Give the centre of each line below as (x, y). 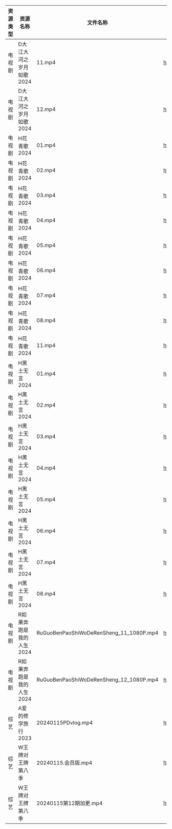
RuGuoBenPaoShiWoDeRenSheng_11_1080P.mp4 (98, 633)
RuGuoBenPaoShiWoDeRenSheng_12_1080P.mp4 (98, 680)
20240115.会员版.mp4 (64, 763)
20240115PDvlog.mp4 (65, 722)
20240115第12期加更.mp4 (70, 803)
